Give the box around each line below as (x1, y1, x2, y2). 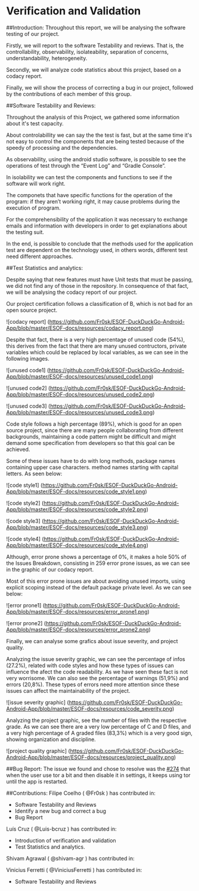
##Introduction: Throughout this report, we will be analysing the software (6, 24, 186, 31)
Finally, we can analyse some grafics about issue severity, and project (6, 637, 178, 644)
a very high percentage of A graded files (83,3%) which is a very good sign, (6, 729, 192, 736)
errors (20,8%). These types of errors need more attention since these (6, 681, 180, 688)
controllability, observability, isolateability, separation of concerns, (6, 48, 169, 55)
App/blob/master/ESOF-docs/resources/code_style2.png (6, 506, 147, 513)
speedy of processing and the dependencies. (6, 144, 118, 151)
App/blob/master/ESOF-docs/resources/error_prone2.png (6, 626, 149, 633)
